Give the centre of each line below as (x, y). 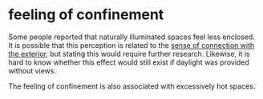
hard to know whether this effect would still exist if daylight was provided (129, 62)
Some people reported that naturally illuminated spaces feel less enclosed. (131, 37)
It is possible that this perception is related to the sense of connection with (131, 45)
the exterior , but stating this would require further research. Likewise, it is (129, 53)
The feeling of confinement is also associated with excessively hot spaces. (132, 86)
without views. (32, 70)
